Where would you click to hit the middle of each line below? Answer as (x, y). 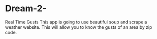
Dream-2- (26, 9)
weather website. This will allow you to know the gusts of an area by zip (79, 27)
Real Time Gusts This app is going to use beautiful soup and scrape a (76, 22)
